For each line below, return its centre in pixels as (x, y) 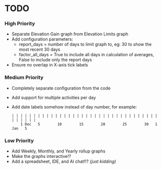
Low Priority (19, 140)
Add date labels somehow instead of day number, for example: (74, 107)
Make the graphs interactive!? (41, 156)
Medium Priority (24, 77)
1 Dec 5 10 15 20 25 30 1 (89, 124)
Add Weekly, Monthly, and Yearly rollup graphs (58, 151)
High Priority (20, 24)
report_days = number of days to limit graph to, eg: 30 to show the (85, 45)
